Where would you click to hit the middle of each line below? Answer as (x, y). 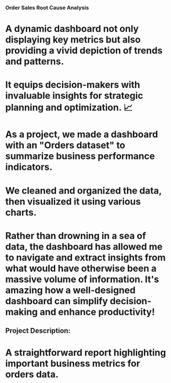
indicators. (29, 167)
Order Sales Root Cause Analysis (47, 8)
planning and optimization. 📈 (69, 108)
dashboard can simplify (57, 301)
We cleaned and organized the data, (84, 190)
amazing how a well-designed (70, 290)
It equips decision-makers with (73, 85)
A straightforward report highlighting (86, 353)
